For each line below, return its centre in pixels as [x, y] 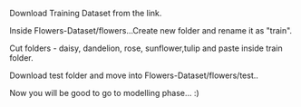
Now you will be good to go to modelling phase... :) [104, 93]
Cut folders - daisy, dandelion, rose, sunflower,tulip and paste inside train [146, 48]
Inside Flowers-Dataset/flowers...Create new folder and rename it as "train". [151, 30]
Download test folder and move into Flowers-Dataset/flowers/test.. [134, 75]
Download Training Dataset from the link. [86, 13]
